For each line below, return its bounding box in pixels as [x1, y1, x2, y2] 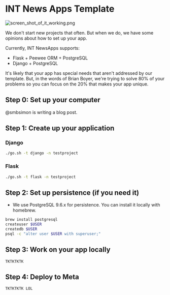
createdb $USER [5, 227, 38, 232]
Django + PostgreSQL [12, 60, 58, 66]
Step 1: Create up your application [5, 124, 115, 133]
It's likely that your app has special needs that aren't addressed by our [5, 70, 152, 76]
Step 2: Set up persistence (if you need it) [5, 188, 140, 197]
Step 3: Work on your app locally [5, 245, 111, 254]
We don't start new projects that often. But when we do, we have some [5, 29, 154, 36]
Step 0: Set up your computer [5, 96, 100, 104]
